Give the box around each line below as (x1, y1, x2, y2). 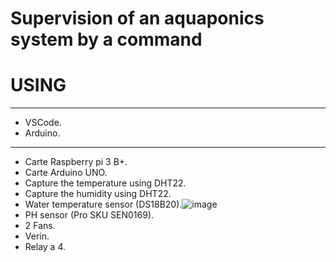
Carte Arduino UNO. (24, 167, 108, 179)
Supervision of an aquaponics (10, 7, 265, 30)
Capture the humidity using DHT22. (24, 188, 172, 200)
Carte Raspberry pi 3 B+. (24, 156, 128, 168)
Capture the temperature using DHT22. (24, 177, 187, 189)
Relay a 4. (24, 241, 67, 253)
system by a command (10, 28, 203, 51)
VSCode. (24, 117, 62, 129)
